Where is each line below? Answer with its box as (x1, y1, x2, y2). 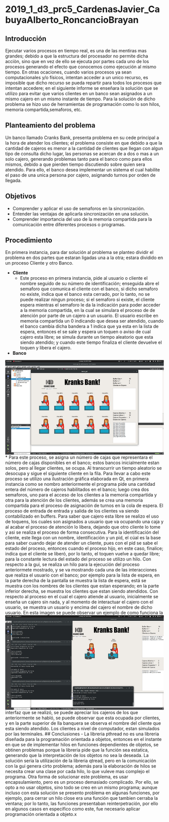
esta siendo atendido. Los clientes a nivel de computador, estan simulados (5, 726, 160, 732)
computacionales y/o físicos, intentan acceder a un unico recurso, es (5, 75, 148, 80)
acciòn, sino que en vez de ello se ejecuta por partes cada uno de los (5, 58, 149, 64)
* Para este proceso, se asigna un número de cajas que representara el (5, 455, 153, 461)
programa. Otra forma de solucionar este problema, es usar (5, 774, 128, 780)
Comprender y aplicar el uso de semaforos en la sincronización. (12, 205, 145, 211)
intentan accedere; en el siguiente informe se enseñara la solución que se (5, 85, 158, 91)
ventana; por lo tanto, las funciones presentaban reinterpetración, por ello (5, 800, 158, 807)
